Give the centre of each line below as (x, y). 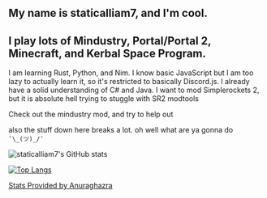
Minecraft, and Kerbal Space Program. (108, 53)
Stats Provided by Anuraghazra (60, 186)
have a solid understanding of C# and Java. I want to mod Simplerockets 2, (134, 90)
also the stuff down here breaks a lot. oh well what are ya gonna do (121, 130)
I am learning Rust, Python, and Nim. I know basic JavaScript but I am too (131, 73)
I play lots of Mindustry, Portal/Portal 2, (110, 41)
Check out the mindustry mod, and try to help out (91, 114)
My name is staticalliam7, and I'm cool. (108, 13)
